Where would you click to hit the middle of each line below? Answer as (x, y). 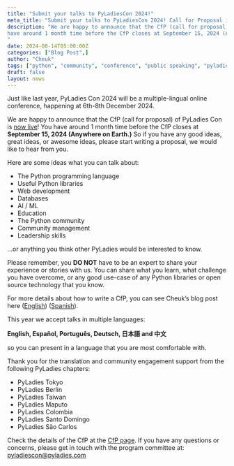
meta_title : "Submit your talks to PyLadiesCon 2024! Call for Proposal (115, 20)
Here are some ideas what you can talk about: (73, 163)
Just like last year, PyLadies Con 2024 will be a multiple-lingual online (107, 99)
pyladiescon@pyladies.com (47, 456)
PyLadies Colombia (45, 412)
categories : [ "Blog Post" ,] (48, 53)
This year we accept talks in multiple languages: (76, 319)
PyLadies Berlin (40, 390)
